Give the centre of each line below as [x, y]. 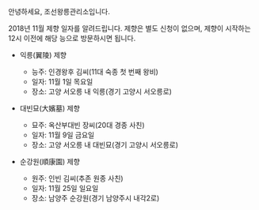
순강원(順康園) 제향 [50, 161]
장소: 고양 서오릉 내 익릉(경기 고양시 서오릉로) [102, 92]
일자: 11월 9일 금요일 [63, 135]
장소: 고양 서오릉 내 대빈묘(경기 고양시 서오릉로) [105, 145]
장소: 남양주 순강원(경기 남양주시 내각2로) [95, 198]
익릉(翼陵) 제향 [43, 55]
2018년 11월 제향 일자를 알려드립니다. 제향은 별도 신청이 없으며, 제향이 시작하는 [129, 28]
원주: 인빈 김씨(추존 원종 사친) [78, 178]
